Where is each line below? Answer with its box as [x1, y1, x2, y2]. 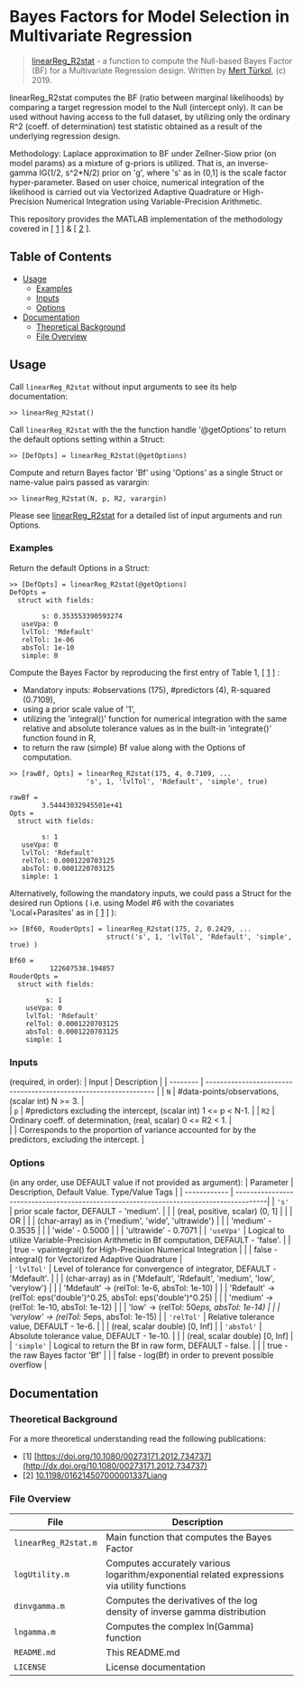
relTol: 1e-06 [21, 635, 75, 644]
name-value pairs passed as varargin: [9, 476, 151, 487]
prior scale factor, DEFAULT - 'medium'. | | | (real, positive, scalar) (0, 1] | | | [14, 1206, 293, 1217]
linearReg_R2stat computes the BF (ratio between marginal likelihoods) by [9, 92, 284, 103]
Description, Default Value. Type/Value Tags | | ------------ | [9, 1186, 234, 1198]
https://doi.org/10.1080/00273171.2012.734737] [36, 1451, 212, 1462]
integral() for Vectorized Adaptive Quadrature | [9, 1254, 183, 1265]
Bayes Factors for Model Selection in [9, 6, 290, 27]
